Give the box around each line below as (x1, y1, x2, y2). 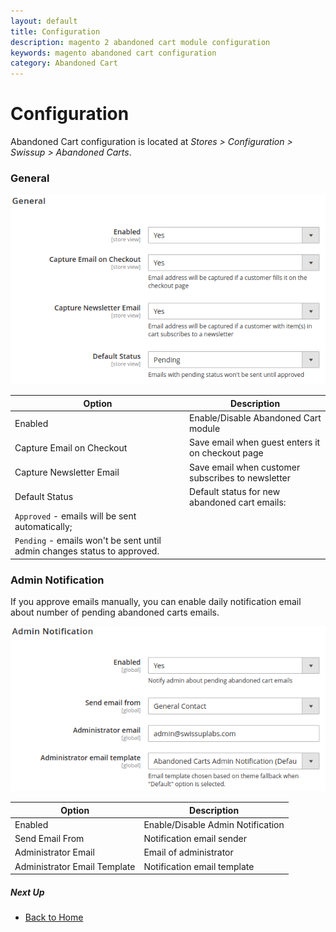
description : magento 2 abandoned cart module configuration (10, 37, 271, 47)
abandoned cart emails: (189, 496, 287, 508)
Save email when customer (189, 461, 301, 473)
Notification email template (143, 860, 255, 872)
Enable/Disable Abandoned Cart (189, 412, 322, 424)
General (10, 171, 50, 185)
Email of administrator (143, 846, 234, 859)
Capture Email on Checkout (14, 441, 128, 454)
